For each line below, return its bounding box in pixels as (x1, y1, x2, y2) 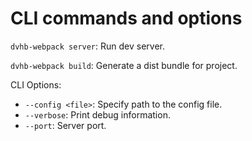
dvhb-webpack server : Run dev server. (10, 40, 165, 52)
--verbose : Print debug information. (24, 108, 171, 121)
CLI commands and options (10, 7, 243, 30)
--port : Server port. (24, 119, 107, 131)
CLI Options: (10, 78, 62, 91)
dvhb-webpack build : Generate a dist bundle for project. (10, 59, 238, 71)
